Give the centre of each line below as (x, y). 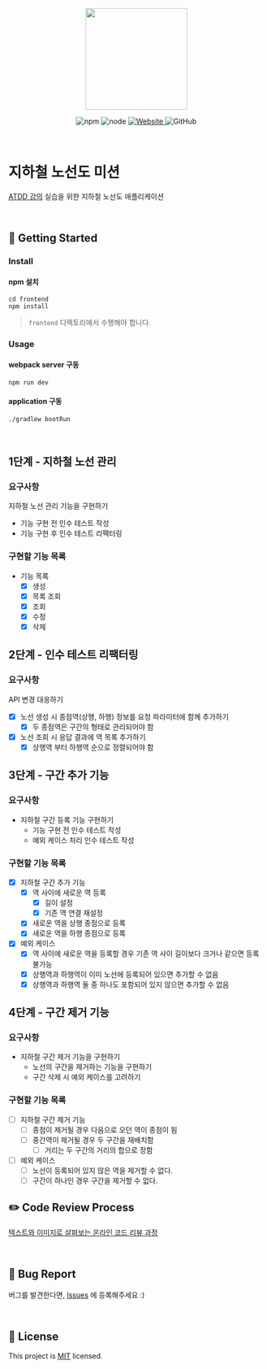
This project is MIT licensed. (56, 1356)
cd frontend (28, 300)
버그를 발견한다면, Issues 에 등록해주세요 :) (77, 1295)
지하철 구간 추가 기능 (53, 882)
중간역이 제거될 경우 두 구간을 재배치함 (93, 1140)
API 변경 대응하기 (36, 699)
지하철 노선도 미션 (64, 173)
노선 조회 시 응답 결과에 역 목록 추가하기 (83, 737)
